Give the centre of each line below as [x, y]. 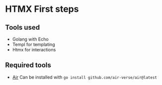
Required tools [28, 65]
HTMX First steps [42, 9]
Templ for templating [34, 44]
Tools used [23, 27]
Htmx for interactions [34, 50]
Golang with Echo [30, 39]
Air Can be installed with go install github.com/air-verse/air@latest [85, 77]
